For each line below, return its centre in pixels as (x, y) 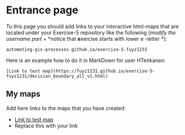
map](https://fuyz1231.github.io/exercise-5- (99, 71)
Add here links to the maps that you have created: (66, 108)
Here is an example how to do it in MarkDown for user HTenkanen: (86, 60)
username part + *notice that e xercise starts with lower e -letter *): (87, 39)
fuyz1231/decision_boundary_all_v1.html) (57, 76)
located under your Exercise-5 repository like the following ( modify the (91, 32)
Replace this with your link (46, 126)
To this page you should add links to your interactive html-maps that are (92, 26)
